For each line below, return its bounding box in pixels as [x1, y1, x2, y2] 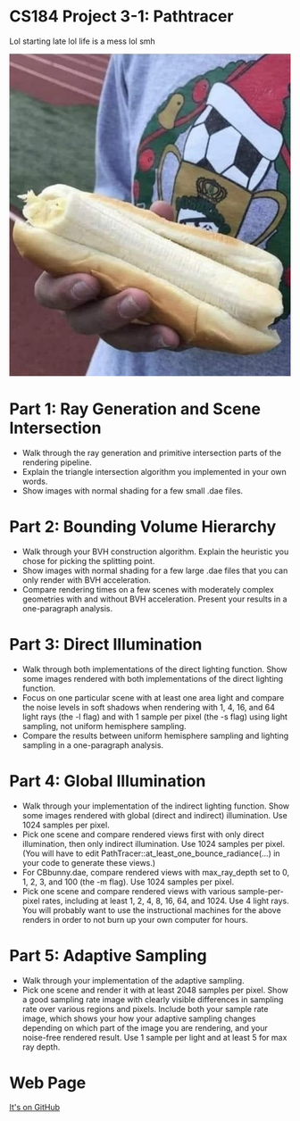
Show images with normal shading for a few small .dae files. [21, 485, 244, 496]
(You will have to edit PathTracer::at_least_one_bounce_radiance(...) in [21, 848, 280, 859]
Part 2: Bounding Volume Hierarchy [9, 516, 277, 536]
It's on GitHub [9, 1102, 61, 1113]
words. [21, 476, 48, 486]
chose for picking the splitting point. [21, 555, 155, 566]
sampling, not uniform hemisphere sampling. [21, 720, 187, 731]
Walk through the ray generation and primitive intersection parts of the [21, 447, 282, 458]
